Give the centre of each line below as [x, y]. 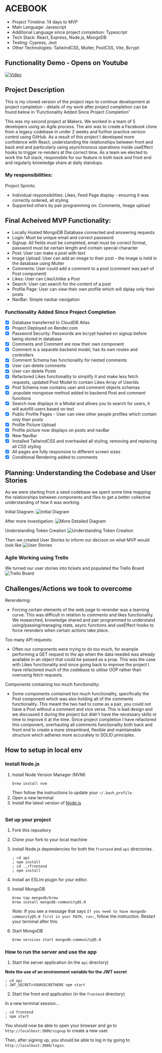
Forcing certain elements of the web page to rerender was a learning [81, 610]
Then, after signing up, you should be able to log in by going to [67, 1040]
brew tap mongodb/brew [35, 898]
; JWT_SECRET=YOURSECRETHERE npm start [45, 985]
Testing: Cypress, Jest [34, 42]
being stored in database [37, 339]
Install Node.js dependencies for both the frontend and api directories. [82, 849]
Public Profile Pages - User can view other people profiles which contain [84, 414]
